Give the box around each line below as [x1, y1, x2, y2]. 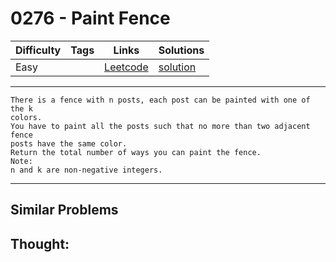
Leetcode [104, 60, 149, 74]
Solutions [158, 43, 205, 57]
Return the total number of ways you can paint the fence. [10, 147, 262, 157]
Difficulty [15, 43, 62, 57]
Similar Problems [10, 202, 119, 219]
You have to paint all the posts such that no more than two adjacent [10, 121, 311, 131]
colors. [10, 112, 43, 122]
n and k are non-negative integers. [10, 165, 163, 175]
